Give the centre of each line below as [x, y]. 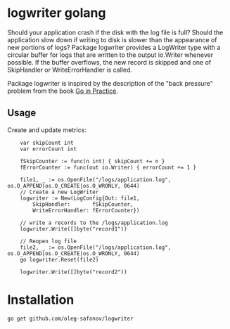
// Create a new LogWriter [59, 192]
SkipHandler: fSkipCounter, [83, 204]
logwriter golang [57, 13]
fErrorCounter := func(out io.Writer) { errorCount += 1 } [108, 167]
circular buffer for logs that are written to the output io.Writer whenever [110, 55]
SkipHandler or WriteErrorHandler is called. [70, 70]
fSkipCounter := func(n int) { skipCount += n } [92, 161]
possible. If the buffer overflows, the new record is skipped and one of [109, 62]
